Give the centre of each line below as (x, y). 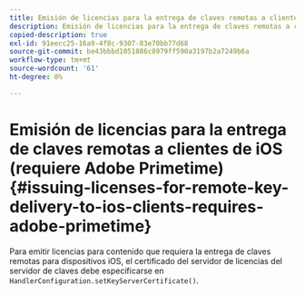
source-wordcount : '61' (54, 69)
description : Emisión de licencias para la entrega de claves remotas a (150, 26)
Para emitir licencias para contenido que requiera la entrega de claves (140, 251)
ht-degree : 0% (36, 77)
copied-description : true (58, 34)
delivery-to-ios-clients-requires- (137, 206)
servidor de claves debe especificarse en (87, 270)
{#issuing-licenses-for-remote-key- (149, 187)
